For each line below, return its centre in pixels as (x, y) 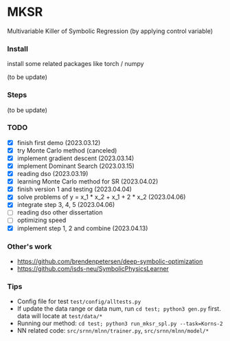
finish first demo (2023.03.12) (59, 142)
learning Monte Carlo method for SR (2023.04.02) (88, 181)
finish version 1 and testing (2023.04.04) (74, 189)
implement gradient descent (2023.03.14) (76, 158)
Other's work (30, 246)
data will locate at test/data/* (60, 316)
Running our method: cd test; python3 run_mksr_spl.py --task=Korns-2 (120, 323)
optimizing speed (42, 220)
